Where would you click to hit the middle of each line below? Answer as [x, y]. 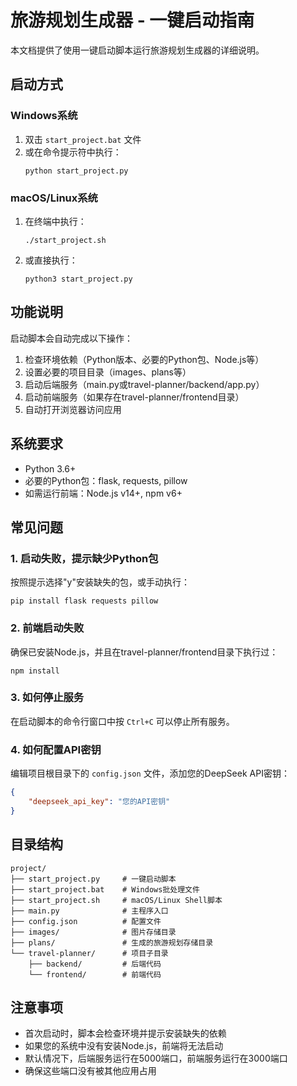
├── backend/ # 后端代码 [95, 964]
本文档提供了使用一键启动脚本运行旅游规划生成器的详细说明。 [137, 50]
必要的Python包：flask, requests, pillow [106, 480]
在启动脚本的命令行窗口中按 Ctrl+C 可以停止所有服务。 [122, 721]
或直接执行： [51, 260]
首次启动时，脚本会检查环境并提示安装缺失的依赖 [125, 1033]
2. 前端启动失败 [47, 628]
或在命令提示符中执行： [73, 152]
